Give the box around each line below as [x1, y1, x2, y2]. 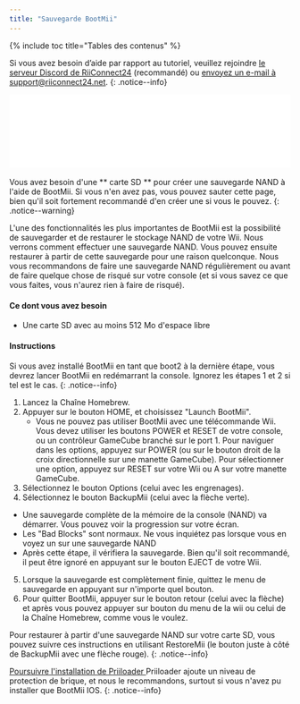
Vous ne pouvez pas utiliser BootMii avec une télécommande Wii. [35, 416, 277, 427]
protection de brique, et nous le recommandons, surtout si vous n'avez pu [9, 675, 281, 686]
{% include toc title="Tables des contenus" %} [9, 40, 181, 51]
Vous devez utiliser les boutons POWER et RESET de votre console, [35, 425, 284, 436]
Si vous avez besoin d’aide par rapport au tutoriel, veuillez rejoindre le [9, 57, 266, 68]
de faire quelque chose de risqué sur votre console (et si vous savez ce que [9, 270, 288, 281]
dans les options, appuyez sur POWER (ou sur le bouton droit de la [35, 444, 281, 455]
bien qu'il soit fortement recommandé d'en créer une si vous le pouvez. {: [9, 196, 279, 207]
